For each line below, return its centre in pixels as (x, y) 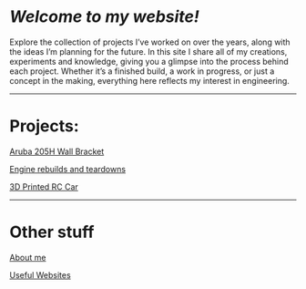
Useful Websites (40, 274)
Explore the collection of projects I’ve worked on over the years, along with (150, 42)
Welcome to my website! (105, 17)
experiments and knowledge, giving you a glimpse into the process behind (149, 61)
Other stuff (52, 232)
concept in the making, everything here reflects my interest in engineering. (149, 80)
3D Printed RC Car (44, 186)
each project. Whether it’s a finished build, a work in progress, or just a (142, 71)
